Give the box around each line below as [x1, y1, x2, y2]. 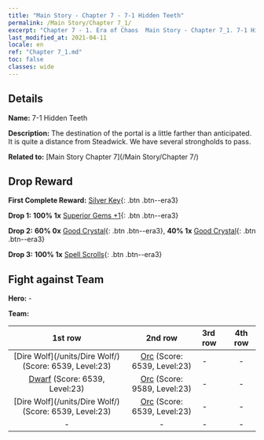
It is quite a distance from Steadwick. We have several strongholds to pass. [8, 136, 251, 146]
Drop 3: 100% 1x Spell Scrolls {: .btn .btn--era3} [8, 250, 163, 259]
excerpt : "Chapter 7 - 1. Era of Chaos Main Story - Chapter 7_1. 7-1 [8, 26, 247, 34]
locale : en [8, 41, 44, 49]
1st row [52, 333, 82, 344]
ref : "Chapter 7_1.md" [8, 48, 82, 56]
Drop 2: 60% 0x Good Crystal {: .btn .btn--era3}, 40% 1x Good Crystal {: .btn [8, 226, 256, 236]
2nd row [145, 333, 178, 344]
